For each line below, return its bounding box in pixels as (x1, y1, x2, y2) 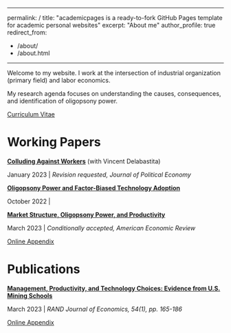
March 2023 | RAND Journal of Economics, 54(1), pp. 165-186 (7, 305, 183, 313)
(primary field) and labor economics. (7, 77, 111, 84)
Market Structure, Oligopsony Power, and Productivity (7, 210, 166, 219)
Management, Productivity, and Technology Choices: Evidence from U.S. (7, 284, 221, 292)
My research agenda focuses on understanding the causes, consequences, (7, 90, 221, 97)
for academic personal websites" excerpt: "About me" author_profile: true (7, 21, 216, 29)
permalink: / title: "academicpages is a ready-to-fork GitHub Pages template (7, 14, 223, 21)
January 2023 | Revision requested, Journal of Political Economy (7, 170, 191, 179)
